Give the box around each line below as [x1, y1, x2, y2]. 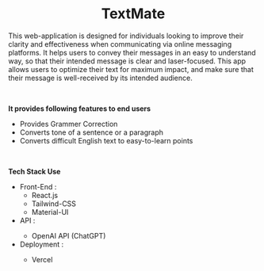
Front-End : [19, 181, 57, 191]
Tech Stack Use [8, 166, 61, 176]
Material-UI [31, 207, 69, 216]
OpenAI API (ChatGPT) [31, 231, 106, 240]
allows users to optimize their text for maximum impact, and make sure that [8, 64, 254, 74]
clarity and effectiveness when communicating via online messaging [8, 39, 232, 48]
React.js [31, 190, 58, 200]
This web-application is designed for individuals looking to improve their [8, 31, 244, 40]
